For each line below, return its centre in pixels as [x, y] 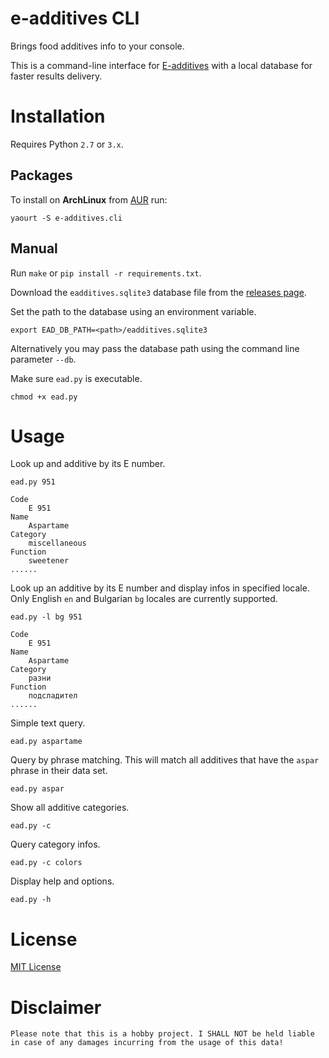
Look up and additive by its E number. [88, 464]
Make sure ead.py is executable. [76, 378]
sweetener [49, 561]
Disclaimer [56, 1007]
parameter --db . [43, 359]
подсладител [53, 696]
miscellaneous [57, 543]
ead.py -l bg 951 [46, 617]
